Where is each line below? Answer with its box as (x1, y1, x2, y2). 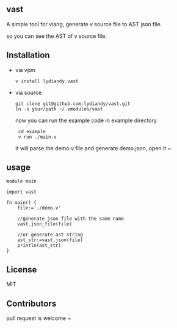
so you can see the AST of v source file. (6, 32, 107, 40)
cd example (18, 128, 46, 134)
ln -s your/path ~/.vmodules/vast (15, 106, 103, 112)
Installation (6, 50, 50, 60)
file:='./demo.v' (17, 205, 62, 211)
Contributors (6, 298, 57, 308)
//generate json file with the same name (17, 216, 124, 222)
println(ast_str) (17, 242, 62, 249)
